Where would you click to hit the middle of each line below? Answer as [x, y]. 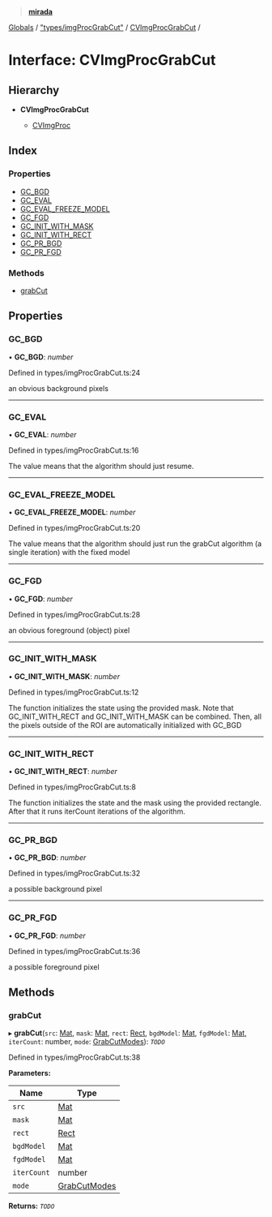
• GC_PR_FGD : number [47, 935]
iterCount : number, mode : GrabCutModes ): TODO [87, 1042]
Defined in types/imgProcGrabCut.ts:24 [74, 372]
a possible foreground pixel [54, 967]
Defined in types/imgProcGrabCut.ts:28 [74, 614]
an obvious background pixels [59, 388]
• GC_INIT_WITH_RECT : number [63, 772]
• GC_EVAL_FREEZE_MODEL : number [72, 512]
